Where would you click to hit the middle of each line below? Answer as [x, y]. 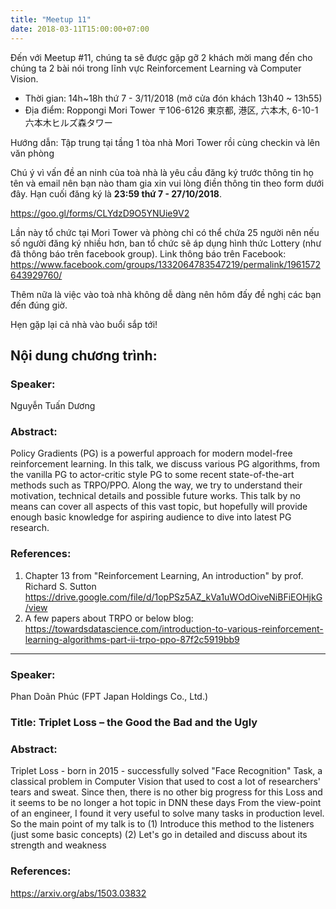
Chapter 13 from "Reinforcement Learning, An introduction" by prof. [164, 575]
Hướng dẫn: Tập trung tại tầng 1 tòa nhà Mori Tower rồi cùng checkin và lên [165, 142]
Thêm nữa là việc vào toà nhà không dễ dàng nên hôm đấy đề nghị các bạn [166, 294]
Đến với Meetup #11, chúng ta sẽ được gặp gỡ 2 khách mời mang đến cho [161, 57]
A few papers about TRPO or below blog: [109, 618]
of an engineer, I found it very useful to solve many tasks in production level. [167, 813]
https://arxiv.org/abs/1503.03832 [78, 893]
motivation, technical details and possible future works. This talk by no [155, 496]
